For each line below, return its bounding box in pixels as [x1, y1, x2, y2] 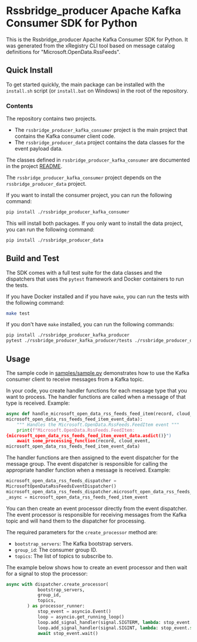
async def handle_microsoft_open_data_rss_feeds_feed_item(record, [6, 411, 175, 417]
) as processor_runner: [27, 603, 85, 609]
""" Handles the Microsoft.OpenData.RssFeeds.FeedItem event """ [16, 422, 180, 428]
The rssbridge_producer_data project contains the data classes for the [14, 139, 185, 146]
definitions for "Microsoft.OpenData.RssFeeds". [6, 48, 121, 55]
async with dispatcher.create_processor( [6, 581, 109, 587]
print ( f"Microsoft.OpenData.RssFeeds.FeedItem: [16, 427, 135, 433]
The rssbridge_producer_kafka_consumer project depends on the [6, 174, 161, 181]
